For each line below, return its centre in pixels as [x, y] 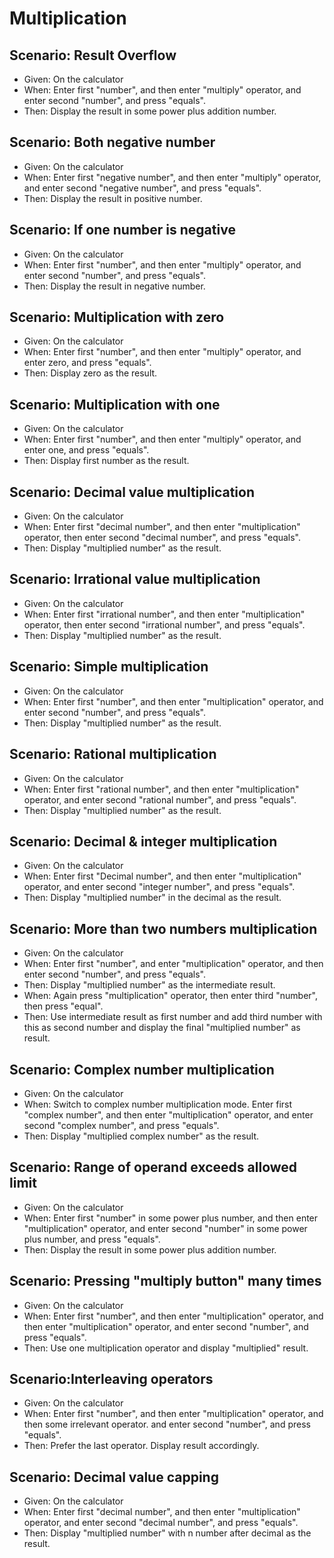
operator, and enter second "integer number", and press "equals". [159, 887]
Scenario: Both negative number [112, 142]
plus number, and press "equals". [92, 1239]
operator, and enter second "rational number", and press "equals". [160, 799]
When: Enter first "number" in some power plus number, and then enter [171, 1218]
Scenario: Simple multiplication [109, 667]
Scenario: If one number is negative [122, 230]
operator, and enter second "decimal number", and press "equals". [161, 1523]
